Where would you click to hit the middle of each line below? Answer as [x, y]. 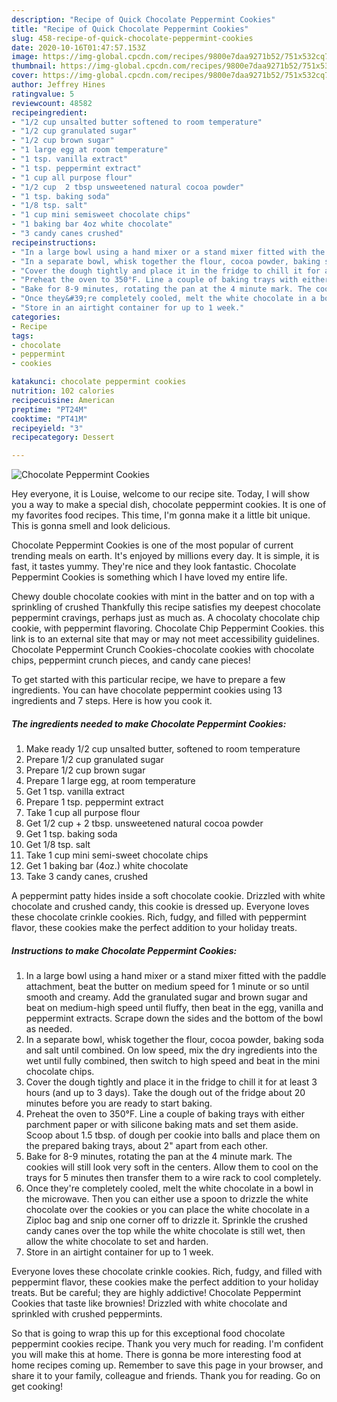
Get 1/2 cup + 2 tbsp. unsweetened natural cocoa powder [144, 823]
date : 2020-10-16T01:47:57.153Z [78, 47]
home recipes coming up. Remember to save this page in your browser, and [167, 1365]
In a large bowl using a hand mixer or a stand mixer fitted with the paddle [176, 976]
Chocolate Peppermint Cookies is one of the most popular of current [152, 545]
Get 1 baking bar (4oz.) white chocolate [107, 866]
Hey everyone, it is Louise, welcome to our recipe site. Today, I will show [160, 494]
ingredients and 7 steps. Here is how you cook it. [112, 701]
